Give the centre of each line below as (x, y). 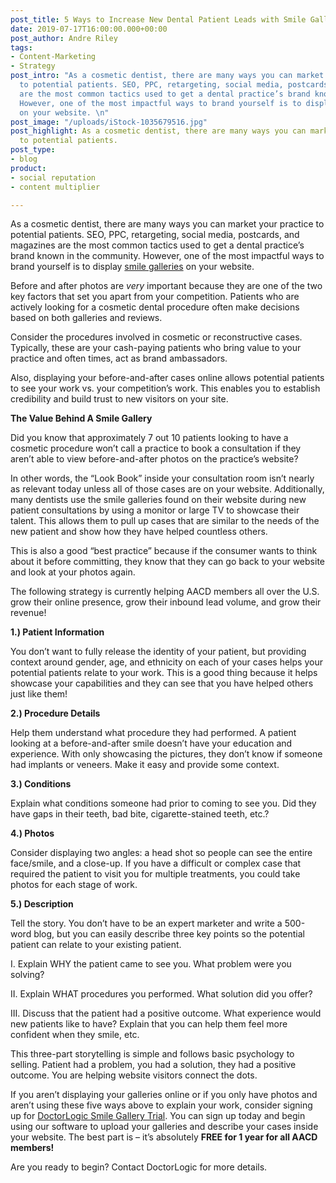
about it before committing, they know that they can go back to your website (167, 562)
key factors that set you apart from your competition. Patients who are (155, 297)
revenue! (28, 613)
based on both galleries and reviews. (86, 318)
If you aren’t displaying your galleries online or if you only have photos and (164, 1095)
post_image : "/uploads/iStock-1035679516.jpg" (109, 122)
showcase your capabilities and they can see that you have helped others (162, 683)
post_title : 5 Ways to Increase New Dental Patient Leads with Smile (158, 19)
